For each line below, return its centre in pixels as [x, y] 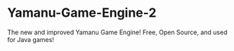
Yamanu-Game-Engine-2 [82, 13]
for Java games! [31, 39]
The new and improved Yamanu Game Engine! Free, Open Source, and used [117, 32]
